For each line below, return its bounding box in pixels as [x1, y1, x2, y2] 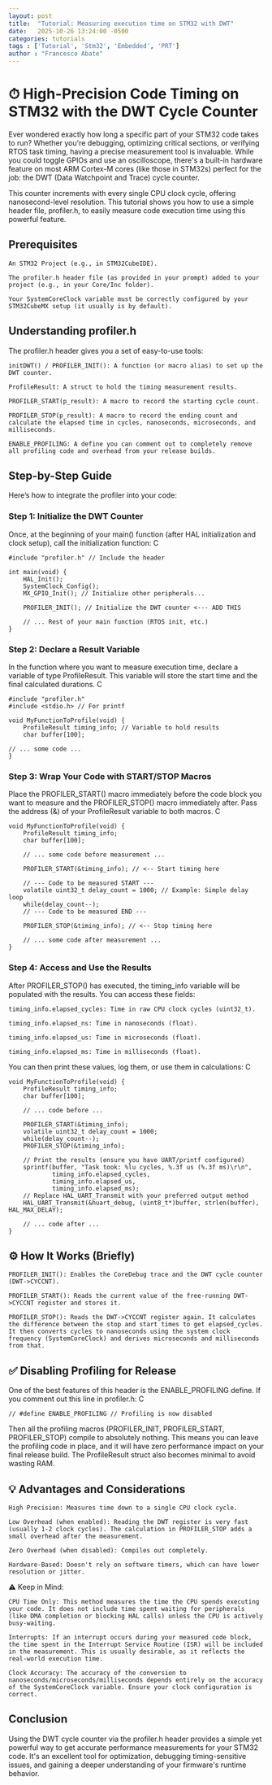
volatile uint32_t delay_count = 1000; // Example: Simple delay [23, 886, 249, 895]
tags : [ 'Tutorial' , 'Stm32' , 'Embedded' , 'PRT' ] [8, 42, 180, 50]
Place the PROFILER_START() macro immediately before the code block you [8, 790, 262, 799]
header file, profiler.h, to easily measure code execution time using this [8, 205, 246, 216]
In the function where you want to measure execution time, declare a [8, 662, 239, 672]
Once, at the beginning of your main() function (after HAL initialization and [8, 529, 257, 539]
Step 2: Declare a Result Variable [8, 643, 140, 655]
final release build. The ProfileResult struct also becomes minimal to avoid [8, 1450, 256, 1460]
